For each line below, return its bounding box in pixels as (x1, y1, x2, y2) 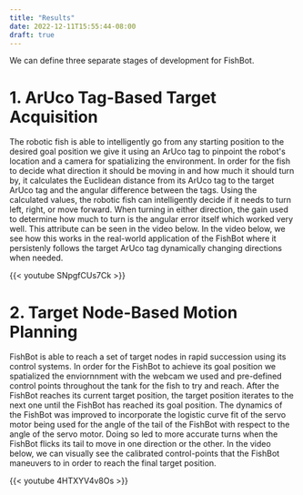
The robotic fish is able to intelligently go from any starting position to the (9, 136, 285, 147)
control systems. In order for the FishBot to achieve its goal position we (9, 361, 276, 372)
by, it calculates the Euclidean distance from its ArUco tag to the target (9, 175, 275, 187)
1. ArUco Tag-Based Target (9, 87, 217, 107)
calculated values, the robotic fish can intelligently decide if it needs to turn (9, 195, 291, 206)
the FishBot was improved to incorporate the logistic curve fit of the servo (9, 409, 287, 420)
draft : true (9, 30, 55, 39)
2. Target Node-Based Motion (9, 302, 238, 323)
